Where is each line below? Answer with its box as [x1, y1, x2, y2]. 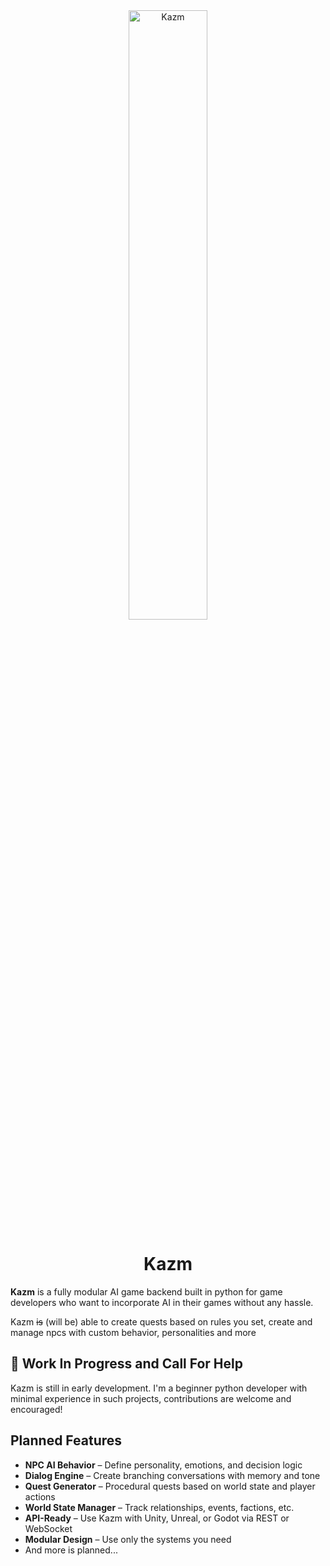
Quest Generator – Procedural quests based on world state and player [24, 1480, 316, 1492]
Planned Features [10, 1432, 123, 1449]
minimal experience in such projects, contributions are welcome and [10, 1392, 292, 1404]
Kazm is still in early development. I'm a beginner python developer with [10, 1382, 308, 1394]
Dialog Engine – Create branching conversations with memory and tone [24, 1469, 321, 1481]
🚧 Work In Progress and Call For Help [10, 1355, 244, 1373]
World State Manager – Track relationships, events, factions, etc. [24, 1501, 295, 1513]
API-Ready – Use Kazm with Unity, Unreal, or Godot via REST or [24, 1512, 290, 1524]
